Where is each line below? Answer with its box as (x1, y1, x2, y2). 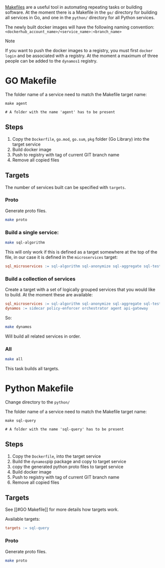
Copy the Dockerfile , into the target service (12, 453, 101, 459)
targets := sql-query (5, 526, 50, 531)
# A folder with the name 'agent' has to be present (5, 109, 115, 115)
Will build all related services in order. (5, 333, 81, 339)
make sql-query (5, 418, 36, 423)
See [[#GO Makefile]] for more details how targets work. (5, 506, 119, 512)
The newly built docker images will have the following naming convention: (5, 24, 155, 30)
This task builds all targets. (5, 365, 59, 371)
